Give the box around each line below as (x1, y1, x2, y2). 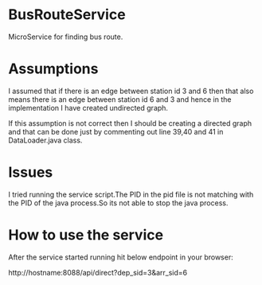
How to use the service (8, 226, 164, 244)
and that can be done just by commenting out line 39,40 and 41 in (8, 127, 224, 136)
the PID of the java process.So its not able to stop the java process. (8, 197, 229, 208)
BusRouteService (8, 6, 126, 24)
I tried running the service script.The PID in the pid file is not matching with (8, 189, 254, 199)
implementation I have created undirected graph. (8, 103, 169, 112)
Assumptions (8, 60, 99, 78)
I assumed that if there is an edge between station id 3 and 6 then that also (8, 86, 254, 96)
